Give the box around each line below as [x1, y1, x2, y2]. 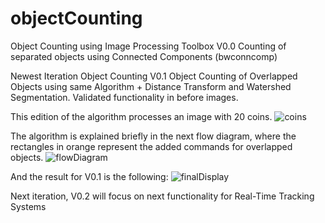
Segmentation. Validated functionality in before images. [10, 91, 239, 103]
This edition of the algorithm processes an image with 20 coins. [10, 110, 273, 122]
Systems [10, 200, 47, 212]
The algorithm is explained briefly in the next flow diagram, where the [10, 130, 297, 142]
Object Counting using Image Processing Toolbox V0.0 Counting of [10, 40, 287, 52]
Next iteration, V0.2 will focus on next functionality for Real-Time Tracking [10, 190, 315, 202]
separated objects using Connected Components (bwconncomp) [10, 50, 278, 62]
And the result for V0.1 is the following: [10, 170, 169, 182]
